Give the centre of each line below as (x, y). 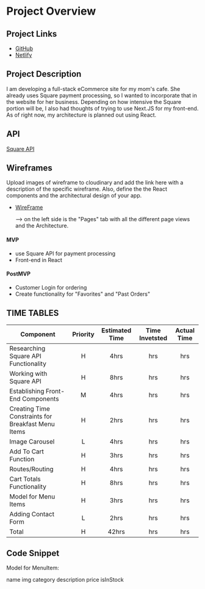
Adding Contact (32, 514)
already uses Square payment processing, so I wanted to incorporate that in (102, 95)
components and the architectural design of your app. (74, 196)
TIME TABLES (33, 313)
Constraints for (31, 416)
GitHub (24, 48)
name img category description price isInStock (65, 580)
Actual (185, 330)
